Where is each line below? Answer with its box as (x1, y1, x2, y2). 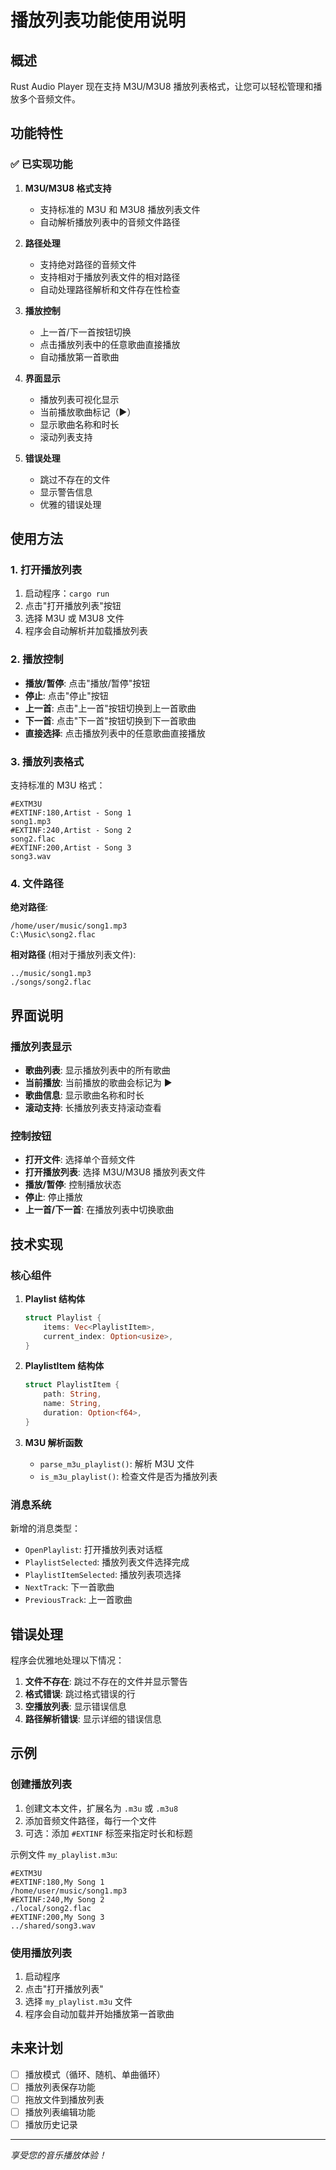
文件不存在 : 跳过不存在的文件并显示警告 (24, 1675, 188, 1687)
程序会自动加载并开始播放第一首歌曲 (24, 2007, 175, 2020)
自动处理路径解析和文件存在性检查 (39, 283, 181, 295)
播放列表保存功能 (24, 2081, 96, 2093)
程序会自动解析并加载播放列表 (24, 625, 148, 637)
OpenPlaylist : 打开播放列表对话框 (24, 1544, 163, 1556)
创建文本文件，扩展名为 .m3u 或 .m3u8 (24, 1802, 179, 1814)
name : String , (43, 1399, 102, 1409)
